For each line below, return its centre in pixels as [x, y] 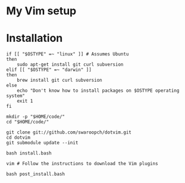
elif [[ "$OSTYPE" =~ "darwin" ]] [49, 70]
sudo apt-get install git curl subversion [70, 65]
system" [16, 96]
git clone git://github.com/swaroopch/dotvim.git [69, 132]
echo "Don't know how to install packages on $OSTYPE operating [98, 91]
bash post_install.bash [36, 174]
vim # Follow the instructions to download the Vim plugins [82, 164]
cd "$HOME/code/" [28, 122]
